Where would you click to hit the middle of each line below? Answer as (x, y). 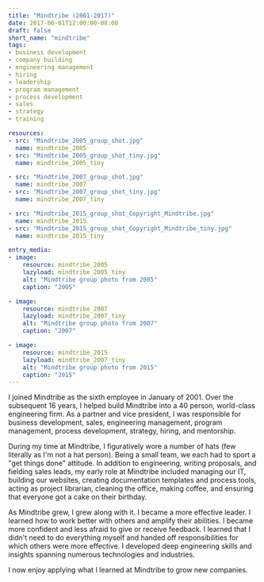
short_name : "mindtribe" (49, 38)
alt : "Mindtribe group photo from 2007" (90, 324)
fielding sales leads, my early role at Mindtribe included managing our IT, (127, 472)
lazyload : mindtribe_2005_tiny (74, 272)
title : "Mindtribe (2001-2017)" (61, 15)
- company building (40, 60)
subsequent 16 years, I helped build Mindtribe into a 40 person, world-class (132, 406)
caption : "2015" (50, 375)
